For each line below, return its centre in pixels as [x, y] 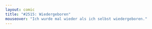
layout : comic [20, 10]
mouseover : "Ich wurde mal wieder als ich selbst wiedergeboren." [76, 19]
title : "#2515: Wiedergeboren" [38, 14]
